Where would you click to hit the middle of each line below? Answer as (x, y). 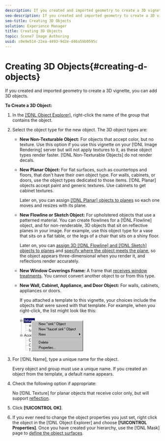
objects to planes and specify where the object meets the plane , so (87, 251)
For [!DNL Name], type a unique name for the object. (65, 359)
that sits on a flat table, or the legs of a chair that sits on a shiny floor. (89, 236)
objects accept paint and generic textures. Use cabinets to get (83, 185)
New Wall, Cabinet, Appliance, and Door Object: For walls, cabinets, (89, 285)
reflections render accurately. (49, 261)
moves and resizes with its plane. (53, 205)
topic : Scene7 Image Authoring (37, 36)
